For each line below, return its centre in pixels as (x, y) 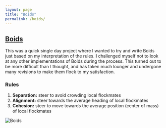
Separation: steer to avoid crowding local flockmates (67, 95)
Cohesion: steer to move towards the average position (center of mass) (85, 106)
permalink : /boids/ (25, 19)
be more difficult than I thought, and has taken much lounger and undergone (83, 67)
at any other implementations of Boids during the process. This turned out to (83, 61)
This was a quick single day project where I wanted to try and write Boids (80, 51)
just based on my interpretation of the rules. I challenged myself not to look (82, 56)
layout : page (19, 10)
